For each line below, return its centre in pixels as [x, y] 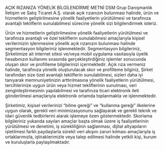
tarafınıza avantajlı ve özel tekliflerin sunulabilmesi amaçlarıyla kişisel [75, 38]
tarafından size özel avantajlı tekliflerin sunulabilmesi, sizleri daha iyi [74, 75]
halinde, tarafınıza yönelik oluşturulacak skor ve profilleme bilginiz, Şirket [79, 70]
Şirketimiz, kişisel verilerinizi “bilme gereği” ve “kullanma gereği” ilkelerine [80, 105]
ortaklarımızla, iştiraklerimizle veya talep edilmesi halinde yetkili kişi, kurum [81, 137]
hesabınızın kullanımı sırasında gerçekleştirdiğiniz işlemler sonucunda [76, 59]
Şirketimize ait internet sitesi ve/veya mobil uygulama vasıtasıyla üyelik [77, 54]
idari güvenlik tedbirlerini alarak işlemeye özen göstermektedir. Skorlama [79, 116]
